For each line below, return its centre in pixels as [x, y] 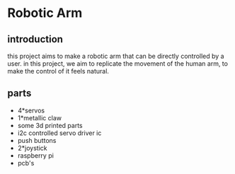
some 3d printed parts [50, 125]
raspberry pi [36, 155]
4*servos [31, 110]
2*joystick [32, 148]
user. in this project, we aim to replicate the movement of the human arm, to [118, 64]
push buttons [37, 140]
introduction [35, 39]
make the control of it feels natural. [58, 71]
